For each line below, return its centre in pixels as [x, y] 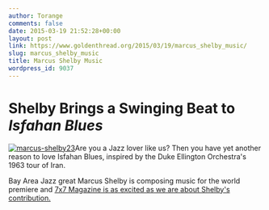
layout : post [30, 38]
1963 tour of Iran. [37, 165]
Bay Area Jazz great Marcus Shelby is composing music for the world [124, 181]
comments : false [36, 23]
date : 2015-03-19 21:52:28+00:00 [65, 31]
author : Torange [36, 16]
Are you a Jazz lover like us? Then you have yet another [168, 148]
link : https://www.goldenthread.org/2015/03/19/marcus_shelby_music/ [128, 46]
